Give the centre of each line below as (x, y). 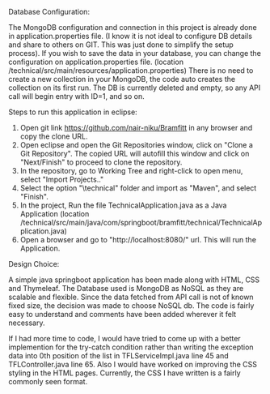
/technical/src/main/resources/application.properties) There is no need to (131, 71)
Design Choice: (34, 264)
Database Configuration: (49, 12)
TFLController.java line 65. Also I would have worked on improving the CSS (133, 364)
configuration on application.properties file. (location (96, 62)
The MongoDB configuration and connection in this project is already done (133, 27)
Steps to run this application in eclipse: (73, 112)
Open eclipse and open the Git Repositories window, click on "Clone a (136, 145)
